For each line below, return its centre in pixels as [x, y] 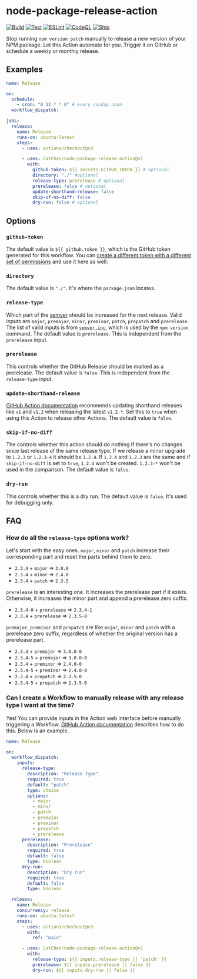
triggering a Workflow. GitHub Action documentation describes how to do [95, 724]
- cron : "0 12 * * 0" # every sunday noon [69, 105]
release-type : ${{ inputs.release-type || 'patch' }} [99, 960]
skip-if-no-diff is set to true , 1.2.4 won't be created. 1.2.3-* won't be [94, 463]
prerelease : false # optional [69, 186]
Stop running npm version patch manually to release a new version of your [96, 38]
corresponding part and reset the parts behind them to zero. [79, 557]
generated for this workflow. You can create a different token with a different [99, 255]
